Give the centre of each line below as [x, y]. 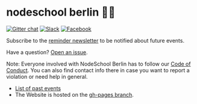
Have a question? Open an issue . [47, 52]
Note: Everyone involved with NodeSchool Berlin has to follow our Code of [98, 64]
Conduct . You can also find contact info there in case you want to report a [98, 70]
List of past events [38, 88]
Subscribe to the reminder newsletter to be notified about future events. [95, 40]
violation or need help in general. [47, 76]
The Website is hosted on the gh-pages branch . [74, 94]
